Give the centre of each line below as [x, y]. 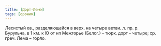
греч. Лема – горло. [25, 38]
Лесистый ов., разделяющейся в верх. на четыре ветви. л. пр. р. [72, 28]
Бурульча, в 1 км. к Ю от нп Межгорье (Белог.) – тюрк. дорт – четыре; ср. [80, 33]
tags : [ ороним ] [20, 14]
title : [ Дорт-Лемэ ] [25, 9]
